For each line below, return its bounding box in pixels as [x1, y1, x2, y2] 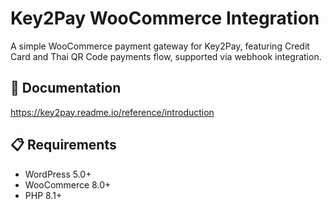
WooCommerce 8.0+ [24, 178, 112, 191]
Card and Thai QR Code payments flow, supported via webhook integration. [10, 50, 322, 62]
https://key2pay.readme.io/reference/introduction [10, 106, 215, 118]
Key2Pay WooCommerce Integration [10, 7, 320, 30]
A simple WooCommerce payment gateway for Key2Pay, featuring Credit [10, 40, 310, 52]
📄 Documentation [10, 80, 122, 97]
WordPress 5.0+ [24, 168, 92, 180]
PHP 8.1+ [24, 189, 63, 201]
